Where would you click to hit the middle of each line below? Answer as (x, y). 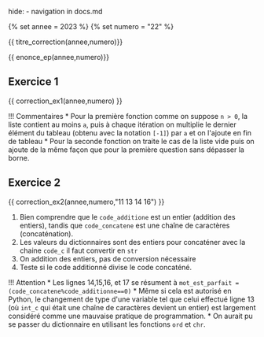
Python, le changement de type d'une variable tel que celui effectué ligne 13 (132, 299)
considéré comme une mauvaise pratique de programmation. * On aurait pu (130, 316)
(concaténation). (46, 233)
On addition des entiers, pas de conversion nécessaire (108, 258)
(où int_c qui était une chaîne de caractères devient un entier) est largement (132, 307)
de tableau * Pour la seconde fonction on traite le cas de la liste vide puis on (132, 141)
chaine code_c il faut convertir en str (79, 250)
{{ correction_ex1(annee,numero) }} (66, 101)
